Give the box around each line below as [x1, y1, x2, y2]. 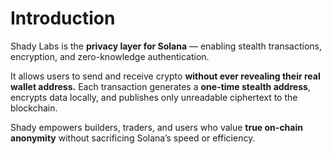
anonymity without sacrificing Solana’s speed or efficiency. [10, 132, 256, 144]
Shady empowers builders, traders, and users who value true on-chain [10, 121, 303, 133]
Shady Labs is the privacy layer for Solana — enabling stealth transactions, [10, 40, 323, 52]
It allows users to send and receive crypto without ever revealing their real [10, 70, 321, 82]
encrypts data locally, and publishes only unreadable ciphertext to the [10, 91, 298, 103]
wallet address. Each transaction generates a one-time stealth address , [10, 80, 311, 92]
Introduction [10, 7, 116, 30]
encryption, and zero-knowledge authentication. [10, 50, 210, 62]
